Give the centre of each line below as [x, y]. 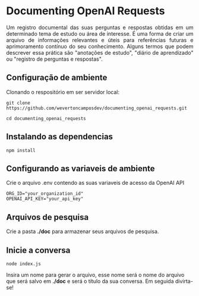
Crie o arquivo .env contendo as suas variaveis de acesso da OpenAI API [95, 183]
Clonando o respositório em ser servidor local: [63, 92]
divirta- [184, 281]
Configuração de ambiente [57, 78]
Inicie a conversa [38, 250]
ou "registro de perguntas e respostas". [54, 59]
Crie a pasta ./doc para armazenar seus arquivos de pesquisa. [83, 232]
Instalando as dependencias [60, 137]
